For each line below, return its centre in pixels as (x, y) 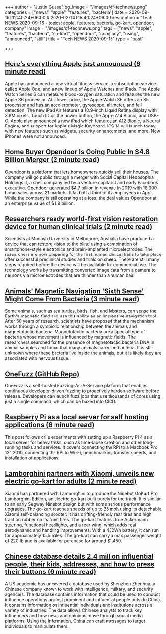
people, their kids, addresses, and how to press (80, 564)
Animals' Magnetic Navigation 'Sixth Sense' (75, 291)
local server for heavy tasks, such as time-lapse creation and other (74, 442)
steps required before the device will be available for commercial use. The (81, 265)
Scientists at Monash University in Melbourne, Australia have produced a (80, 239)
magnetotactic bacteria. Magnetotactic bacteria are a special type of (75, 332)
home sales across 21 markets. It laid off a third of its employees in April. (79, 192)
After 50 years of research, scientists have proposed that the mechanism (80, 321)
